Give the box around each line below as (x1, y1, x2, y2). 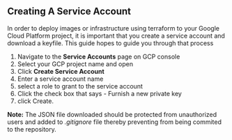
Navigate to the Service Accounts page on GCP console (17, 52, 180, 61)
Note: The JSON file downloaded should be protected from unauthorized (7, 110, 217, 118)
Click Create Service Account (17, 67, 105, 75)
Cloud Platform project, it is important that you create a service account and (7, 31, 225, 40)
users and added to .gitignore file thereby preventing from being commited (7, 118, 222, 126)
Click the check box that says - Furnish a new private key (17, 89, 183, 98)
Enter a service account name (17, 75, 104, 83)
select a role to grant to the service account (17, 81, 143, 90)
